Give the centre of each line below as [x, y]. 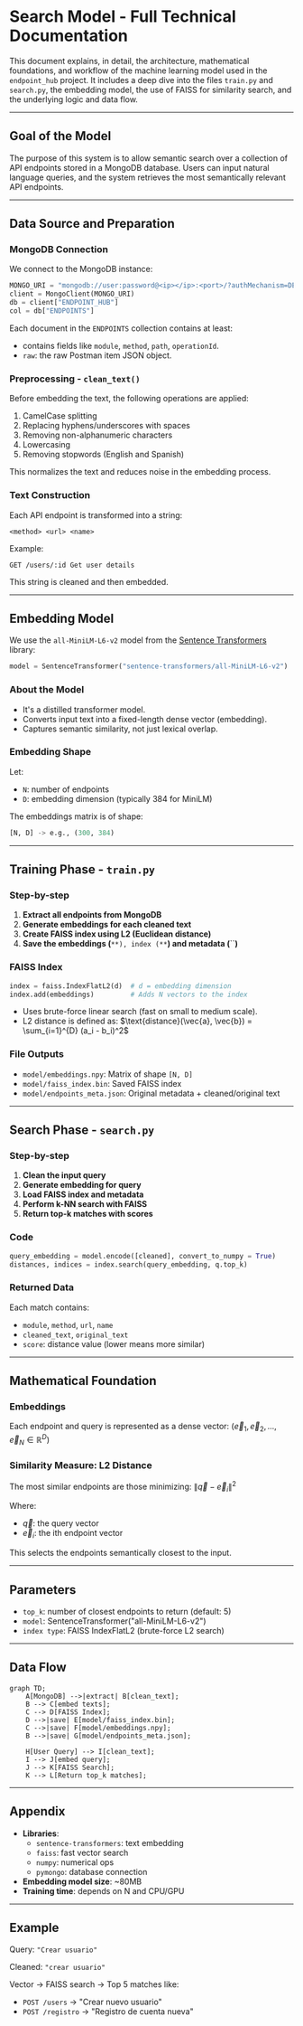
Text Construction [50, 495]
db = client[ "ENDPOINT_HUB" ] [64, 303]
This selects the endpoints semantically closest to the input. [120, 1553]
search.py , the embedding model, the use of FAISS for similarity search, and [151, 90]
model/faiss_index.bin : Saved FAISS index [102, 1083]
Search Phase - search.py [82, 1131]
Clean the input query [64, 1175]
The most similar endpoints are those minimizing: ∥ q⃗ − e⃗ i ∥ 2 [123, 1486]
